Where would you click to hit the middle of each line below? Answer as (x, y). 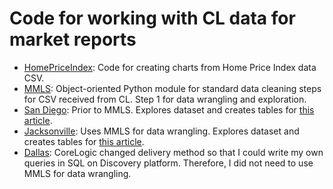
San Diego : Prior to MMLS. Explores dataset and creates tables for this (169, 109)
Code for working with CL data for (152, 18)
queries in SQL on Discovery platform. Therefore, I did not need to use (168, 163)
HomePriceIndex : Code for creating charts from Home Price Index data (170, 67)
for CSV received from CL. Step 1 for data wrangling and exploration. (165, 99)
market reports (73, 39)
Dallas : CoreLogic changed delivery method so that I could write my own (173, 152)
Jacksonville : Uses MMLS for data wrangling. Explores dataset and (161, 131)
